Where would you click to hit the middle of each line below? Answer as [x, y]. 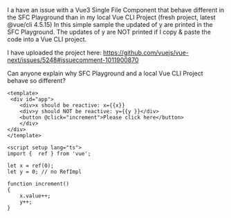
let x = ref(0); [30, 166]
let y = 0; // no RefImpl [44, 172]
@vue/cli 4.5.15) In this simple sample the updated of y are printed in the [110, 24]
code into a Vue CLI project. [47, 39]
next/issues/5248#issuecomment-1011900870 [73, 60]
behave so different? [36, 81]
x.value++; [35, 196]
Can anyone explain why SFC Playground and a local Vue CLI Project [105, 73]
